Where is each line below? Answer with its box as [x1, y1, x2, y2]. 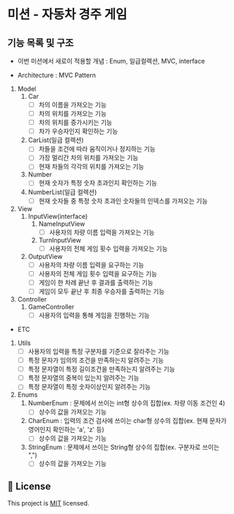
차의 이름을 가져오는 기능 [38, 100, 107, 109]
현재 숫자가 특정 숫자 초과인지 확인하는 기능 [38, 179, 157, 187]
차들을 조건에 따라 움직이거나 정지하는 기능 [38, 145, 156, 153]
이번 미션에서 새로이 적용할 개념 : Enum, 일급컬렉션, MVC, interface [17, 57, 206, 65]
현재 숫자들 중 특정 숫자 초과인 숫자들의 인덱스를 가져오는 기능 [38, 196, 208, 205]
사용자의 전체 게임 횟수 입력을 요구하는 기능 [38, 269, 157, 277]
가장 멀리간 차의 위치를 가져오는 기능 [38, 153, 139, 162]
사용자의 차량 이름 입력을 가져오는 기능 [49, 227, 155, 237]
